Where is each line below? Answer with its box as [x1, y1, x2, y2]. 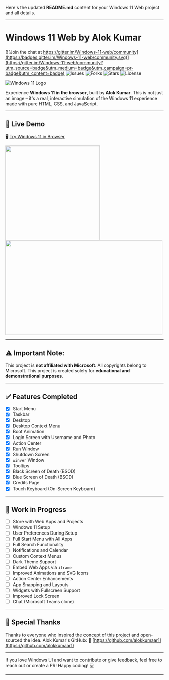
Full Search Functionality [12, 542, 64, 548]
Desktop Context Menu [12, 423, 61, 429]
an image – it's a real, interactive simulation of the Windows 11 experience [5, 95, 157, 101]
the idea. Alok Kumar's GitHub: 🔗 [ [23, 637, 94, 643]
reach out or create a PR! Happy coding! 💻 [5, 662, 95, 668]
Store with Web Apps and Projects [12, 519, 84, 525]
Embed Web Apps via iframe [12, 564, 72, 570]
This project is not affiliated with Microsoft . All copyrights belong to [5, 362, 147, 368]
